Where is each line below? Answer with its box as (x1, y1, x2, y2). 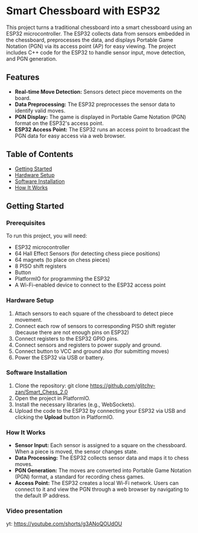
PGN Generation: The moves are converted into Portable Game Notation (14, 467, 191, 474)
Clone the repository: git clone (14, 382, 89, 389)
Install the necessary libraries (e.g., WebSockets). (14, 401, 136, 408)
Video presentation (6, 507, 63, 515)
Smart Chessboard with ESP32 (6, 4, 161, 18)
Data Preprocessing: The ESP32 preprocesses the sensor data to (14, 101, 176, 108)
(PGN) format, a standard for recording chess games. (14, 473, 145, 480)
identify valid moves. (14, 107, 66, 114)
